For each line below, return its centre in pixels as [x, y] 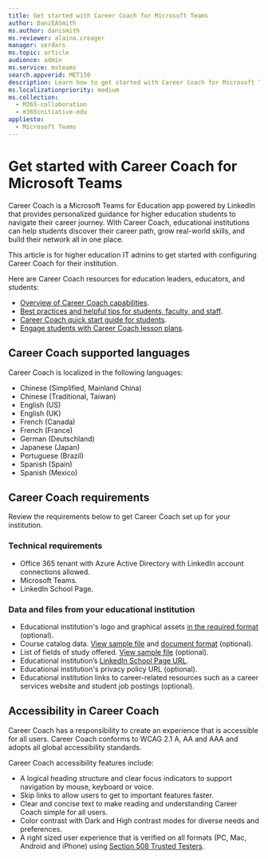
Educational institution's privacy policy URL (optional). [108, 669]
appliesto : [26, 120]
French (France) [46, 430]
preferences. [41, 829]
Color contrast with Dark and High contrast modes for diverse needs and [139, 820]
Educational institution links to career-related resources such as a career [139, 677]
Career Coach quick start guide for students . [93, 319]
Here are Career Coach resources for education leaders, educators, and [127, 278]
